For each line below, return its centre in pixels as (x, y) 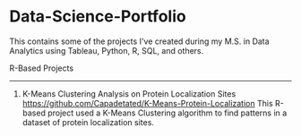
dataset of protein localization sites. (88, 122)
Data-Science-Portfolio (98, 17)
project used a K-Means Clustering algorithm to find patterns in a (168, 113)
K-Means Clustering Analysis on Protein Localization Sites (129, 93)
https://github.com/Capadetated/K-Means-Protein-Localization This (147, 103)
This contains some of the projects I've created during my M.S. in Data (140, 41)
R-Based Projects (42, 68)
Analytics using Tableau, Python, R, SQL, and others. (107, 50)
